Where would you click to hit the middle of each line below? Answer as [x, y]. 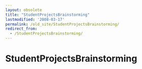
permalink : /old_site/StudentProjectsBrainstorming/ [62, 24]
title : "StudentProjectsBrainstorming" [48, 15]
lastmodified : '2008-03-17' [35, 19]
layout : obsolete [24, 10]
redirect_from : [21, 29]
